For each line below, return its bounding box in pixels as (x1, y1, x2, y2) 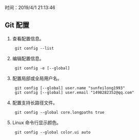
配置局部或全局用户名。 (12, 75, 62, 81)
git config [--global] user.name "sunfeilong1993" (14, 85, 125, 91)
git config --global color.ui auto (14, 130, 91, 135)
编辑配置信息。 (12, 55, 44, 62)
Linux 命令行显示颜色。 (12, 119, 62, 126)
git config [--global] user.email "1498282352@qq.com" (14, 90, 134, 95)
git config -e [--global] (14, 66, 70, 71)
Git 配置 (5, 21, 30, 30)
